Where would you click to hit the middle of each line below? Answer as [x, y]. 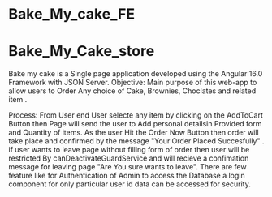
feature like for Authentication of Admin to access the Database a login [127, 176]
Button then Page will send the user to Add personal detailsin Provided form [135, 124]
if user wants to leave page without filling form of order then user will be [129, 150]
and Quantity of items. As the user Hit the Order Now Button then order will [134, 133]
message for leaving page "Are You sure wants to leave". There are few [127, 167]
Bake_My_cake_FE [72, 14]
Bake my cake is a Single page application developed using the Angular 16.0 [136, 74]
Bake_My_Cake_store [82, 51]
